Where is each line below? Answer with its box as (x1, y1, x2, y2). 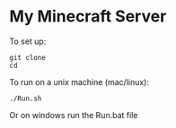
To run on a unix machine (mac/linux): (9, 76, 150, 87)
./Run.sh (9, 94, 42, 103)
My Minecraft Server (9, 6, 167, 27)
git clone (9, 53, 47, 62)
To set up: (9, 36, 47, 47)
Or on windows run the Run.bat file (9, 109, 138, 120)
